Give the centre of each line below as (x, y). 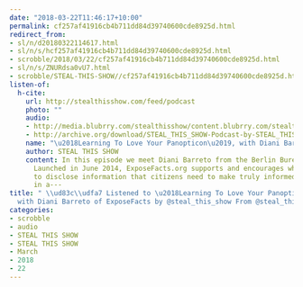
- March (24, 252)
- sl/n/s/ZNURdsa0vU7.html (60, 68)
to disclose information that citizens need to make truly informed (165, 176)
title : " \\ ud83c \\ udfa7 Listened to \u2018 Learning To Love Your (137, 193)
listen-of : (30, 85)
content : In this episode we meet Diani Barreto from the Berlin (151, 160)
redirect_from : (38, 34)
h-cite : (32, 93)
